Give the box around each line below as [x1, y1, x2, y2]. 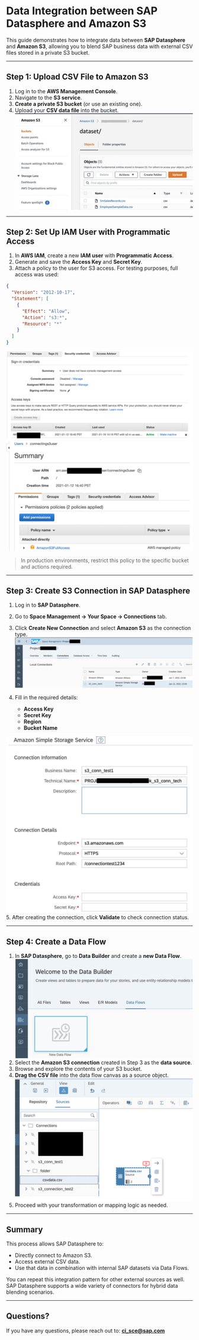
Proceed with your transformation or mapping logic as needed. [14, 1202, 168, 1209]
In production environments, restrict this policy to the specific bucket [20, 557, 189, 564]
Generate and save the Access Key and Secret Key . [14, 258, 143, 266]
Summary [6, 1224, 43, 1234]
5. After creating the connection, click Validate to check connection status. [6, 914, 190, 921]
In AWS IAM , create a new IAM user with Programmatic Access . [14, 252, 174, 259]
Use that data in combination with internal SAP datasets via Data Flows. [14, 1265, 190, 1272]
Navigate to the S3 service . [14, 94, 82, 101]
